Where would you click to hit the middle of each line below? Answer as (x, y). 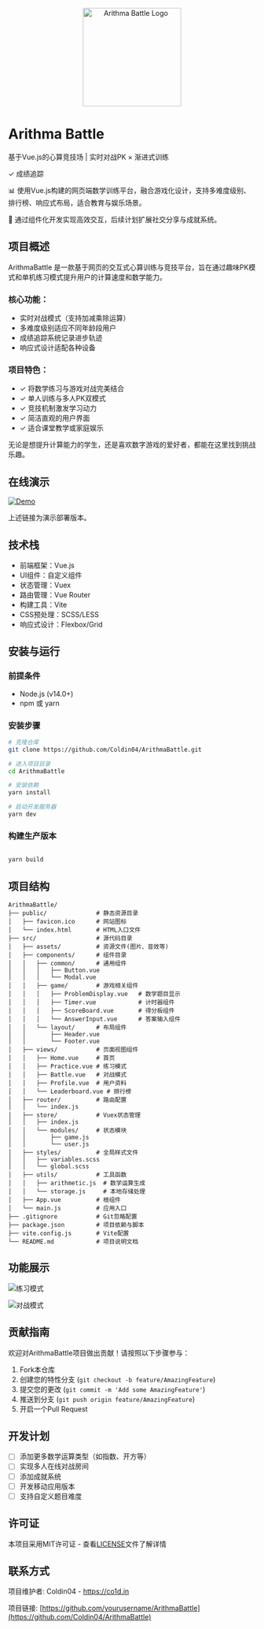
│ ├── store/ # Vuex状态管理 (75, 1115)
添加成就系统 (40, 1476)
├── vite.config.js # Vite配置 (69, 1233)
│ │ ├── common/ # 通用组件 (68, 963)
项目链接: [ (26, 1609)
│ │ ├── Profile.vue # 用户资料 (68, 1083)
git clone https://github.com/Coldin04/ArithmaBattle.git (105, 749)
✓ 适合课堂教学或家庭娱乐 (62, 428)
